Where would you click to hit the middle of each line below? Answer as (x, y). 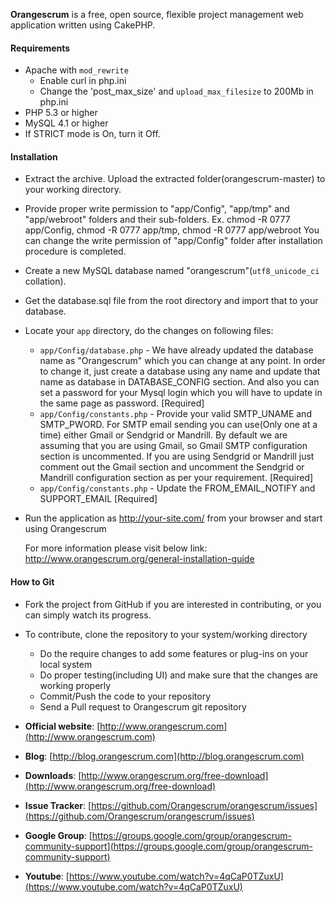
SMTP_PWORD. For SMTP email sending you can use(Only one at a (178, 425)
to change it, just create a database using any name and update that (180, 371)
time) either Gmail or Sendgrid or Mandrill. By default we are (163, 435)
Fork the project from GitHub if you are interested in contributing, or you (173, 604)
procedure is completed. (75, 251)
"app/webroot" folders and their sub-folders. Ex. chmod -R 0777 (157, 220)
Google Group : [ (58, 835)
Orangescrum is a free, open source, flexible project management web (157, 14)
